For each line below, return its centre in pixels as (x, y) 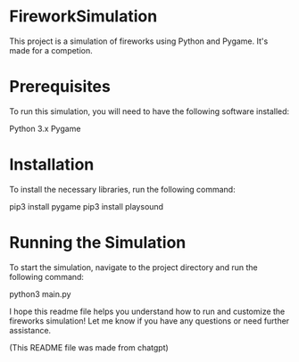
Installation (52, 165)
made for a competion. (51, 50)
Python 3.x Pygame (45, 128)
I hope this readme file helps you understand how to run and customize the (147, 311)
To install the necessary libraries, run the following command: (122, 189)
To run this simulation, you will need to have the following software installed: (149, 111)
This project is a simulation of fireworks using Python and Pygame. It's (139, 41)
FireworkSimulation (83, 16)
